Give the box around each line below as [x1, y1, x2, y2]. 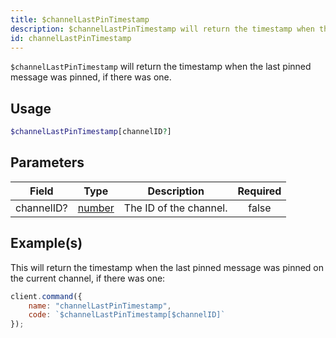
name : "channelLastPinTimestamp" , [28, 301, 172, 311]
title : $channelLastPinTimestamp [10, 14, 150, 25]
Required [237, 184, 282, 198]
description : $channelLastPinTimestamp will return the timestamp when [10, 24, 315, 34]
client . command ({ [10, 291, 83, 301]
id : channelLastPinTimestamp [10, 33, 132, 43]
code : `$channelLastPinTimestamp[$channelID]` [28, 310, 226, 320]
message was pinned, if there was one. [10, 71, 172, 83]
